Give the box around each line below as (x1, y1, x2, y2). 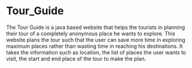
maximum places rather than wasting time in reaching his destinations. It (6, 43, 183, 50)
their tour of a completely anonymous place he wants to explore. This (6, 30, 176, 37)
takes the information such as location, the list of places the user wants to (6, 48, 187, 56)
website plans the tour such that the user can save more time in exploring (6, 36, 185, 43)
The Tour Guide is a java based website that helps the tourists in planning (6, 24, 185, 31)
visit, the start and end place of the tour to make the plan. (6, 55, 146, 62)
